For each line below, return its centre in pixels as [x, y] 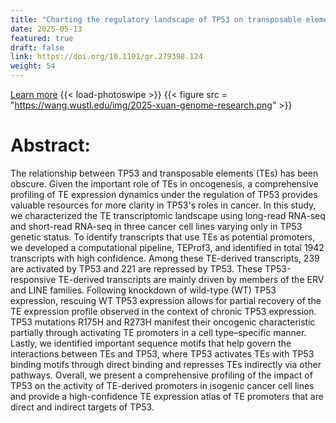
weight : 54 [33, 66]
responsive [33, 279]
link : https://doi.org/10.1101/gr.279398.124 [106, 57]
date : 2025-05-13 [46, 29]
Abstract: [50, 145]
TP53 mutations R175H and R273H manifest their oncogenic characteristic [163, 322]
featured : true [42, 38]
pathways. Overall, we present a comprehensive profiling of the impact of [161, 375]
